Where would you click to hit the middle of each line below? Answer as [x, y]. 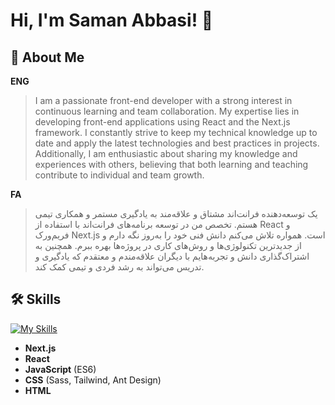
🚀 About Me [47, 57]
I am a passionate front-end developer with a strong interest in [163, 100]
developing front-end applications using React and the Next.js [162, 122]
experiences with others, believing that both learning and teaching [171, 164]
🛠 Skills [36, 299]
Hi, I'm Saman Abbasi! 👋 [112, 20]
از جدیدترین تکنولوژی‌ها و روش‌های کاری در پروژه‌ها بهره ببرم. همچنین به [168, 245]
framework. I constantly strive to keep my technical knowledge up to [176, 132]
